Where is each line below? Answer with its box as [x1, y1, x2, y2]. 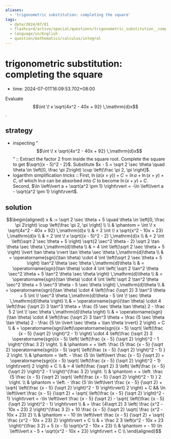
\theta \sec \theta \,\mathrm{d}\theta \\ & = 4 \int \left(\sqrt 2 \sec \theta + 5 [6, 243, 165, 250]
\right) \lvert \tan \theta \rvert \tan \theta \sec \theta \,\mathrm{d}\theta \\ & [7, 249, 164, 255]
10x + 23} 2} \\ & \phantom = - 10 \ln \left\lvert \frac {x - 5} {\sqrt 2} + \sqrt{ [6, 412, 164, 418]
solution [5, 203, 32, 212]
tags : [5, 17, 17, 22]
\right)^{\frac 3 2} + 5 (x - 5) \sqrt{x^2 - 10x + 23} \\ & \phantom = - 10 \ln [9, 423, 162, 429]
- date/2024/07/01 [10, 21, 49, 27]
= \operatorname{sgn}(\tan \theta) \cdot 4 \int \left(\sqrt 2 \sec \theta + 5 [9, 255, 162, 261]
